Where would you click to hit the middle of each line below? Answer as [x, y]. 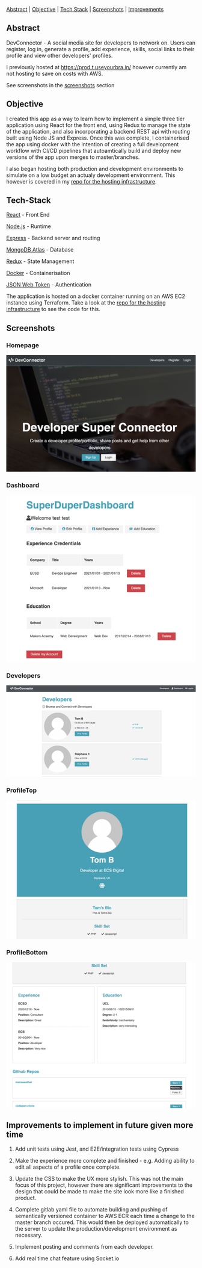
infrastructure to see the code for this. [53, 309]
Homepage [23, 345]
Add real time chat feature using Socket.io [67, 1258]
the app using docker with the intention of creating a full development [93, 144]
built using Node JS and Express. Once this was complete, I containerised [98, 138]
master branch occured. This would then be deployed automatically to [102, 1222]
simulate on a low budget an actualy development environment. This [91, 175]
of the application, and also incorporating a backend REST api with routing [98, 131]
